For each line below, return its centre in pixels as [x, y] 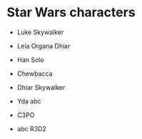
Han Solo [30, 60]
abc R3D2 [32, 128]
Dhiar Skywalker [41, 87]
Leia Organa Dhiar [44, 46]
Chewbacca [35, 73]
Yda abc [29, 101]
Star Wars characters [71, 12]
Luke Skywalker [40, 32]
